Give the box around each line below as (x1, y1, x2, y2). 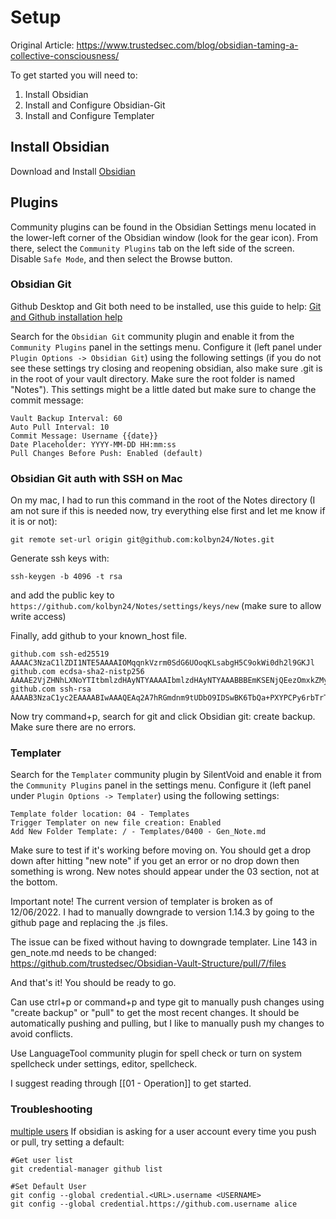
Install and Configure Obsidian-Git (24, 99, 166, 111)
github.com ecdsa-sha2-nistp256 (10, 667, 145, 677)
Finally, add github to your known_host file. (10, 630, 188, 642)
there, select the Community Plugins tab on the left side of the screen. (10, 242, 295, 254)
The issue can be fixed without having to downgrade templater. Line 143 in (10, 936, 318, 948)
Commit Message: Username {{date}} (10, 431, 159, 441)
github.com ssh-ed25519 (10, 649, 110, 660)
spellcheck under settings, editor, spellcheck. (10, 1058, 198, 1070)
